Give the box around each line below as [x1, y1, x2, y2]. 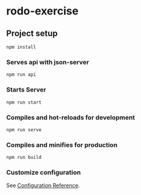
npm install [6, 44, 36, 50]
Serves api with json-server [6, 58, 89, 66]
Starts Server [6, 85, 46, 94]
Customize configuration [6, 169, 81, 177]
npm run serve [6, 126, 42, 133]
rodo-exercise [6, 4, 79, 18]
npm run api [6, 72, 36, 78]
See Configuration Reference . [6, 182, 80, 189]
